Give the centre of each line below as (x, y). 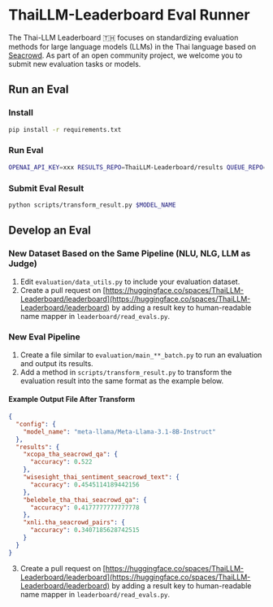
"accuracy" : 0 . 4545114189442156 (84, 485)
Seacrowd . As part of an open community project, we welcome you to (126, 55)
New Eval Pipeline (45, 337)
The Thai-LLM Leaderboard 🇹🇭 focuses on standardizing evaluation (123, 37)
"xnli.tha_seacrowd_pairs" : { (74, 522)
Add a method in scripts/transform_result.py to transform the (126, 372)
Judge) (23, 264)
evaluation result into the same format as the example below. (122, 381)
